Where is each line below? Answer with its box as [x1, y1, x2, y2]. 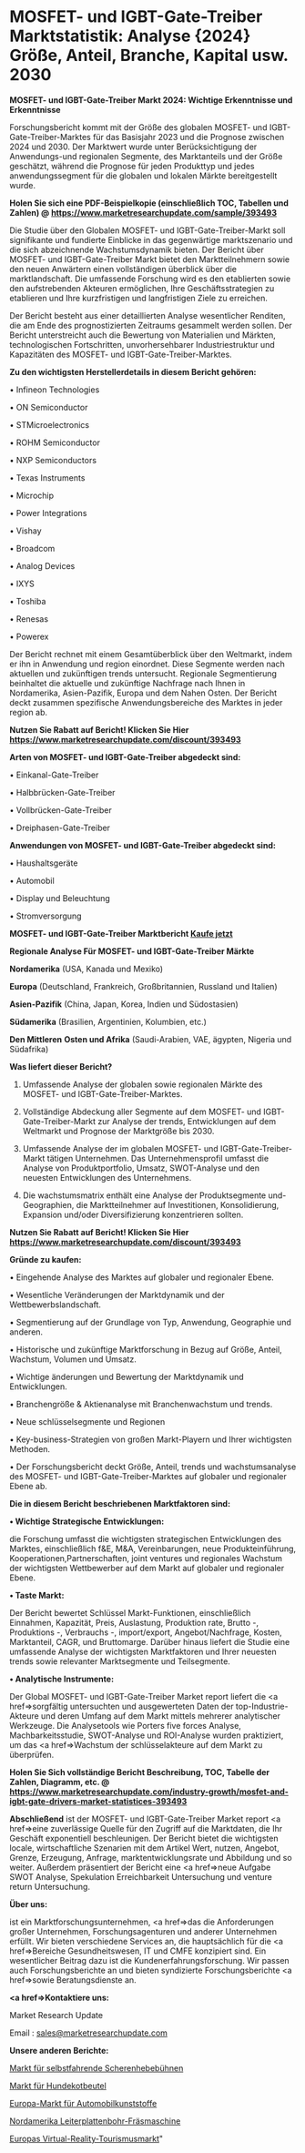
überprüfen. [9, 1749, 55, 1760]
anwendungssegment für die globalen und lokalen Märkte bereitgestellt [9, 170, 278, 181]
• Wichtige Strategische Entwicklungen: [9, 1516, 165, 1527]
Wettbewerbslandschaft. [9, 1299, 102, 1310]
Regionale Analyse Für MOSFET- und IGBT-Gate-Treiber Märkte [9, 945, 255, 957]
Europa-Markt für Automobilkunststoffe [9, 2097, 158, 2108]
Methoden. [9, 1443, 51, 1454]
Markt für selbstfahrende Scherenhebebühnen [9, 2062, 184, 2073]
